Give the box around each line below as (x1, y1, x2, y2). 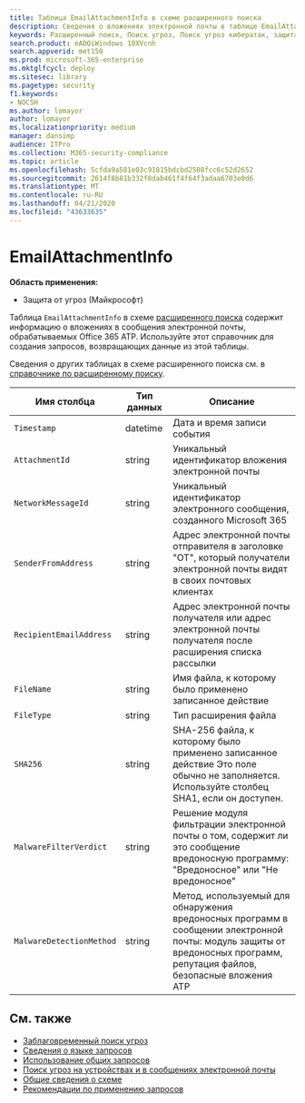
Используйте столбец (172, 780, 270, 793)
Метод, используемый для (172, 889, 290, 901)
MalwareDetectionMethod (14, 936, 117, 946)
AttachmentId (14, 455, 71, 465)
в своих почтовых (172, 574, 251, 586)
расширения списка (172, 645, 262, 658)
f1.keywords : (9, 89, 59, 98)
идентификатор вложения (172, 453, 288, 466)
